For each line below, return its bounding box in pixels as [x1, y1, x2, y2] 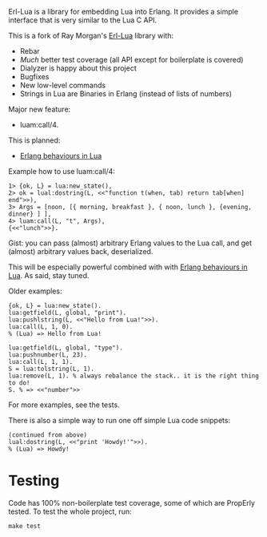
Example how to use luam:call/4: [8, 167, 116, 176]
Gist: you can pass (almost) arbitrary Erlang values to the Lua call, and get [8, 238, 253, 248]
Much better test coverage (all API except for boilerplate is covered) [19, 55, 244, 64]
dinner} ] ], [8, 210, 52, 218]
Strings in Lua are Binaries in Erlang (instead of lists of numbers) [19, 89, 233, 99]
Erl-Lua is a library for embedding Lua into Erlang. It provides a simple [8, 7, 238, 16]
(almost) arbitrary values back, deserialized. [8, 247, 153, 256]
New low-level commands [19, 80, 106, 90]
